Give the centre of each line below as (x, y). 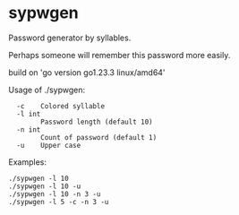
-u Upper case (49, 145)
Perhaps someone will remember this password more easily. (119, 55)
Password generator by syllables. (70, 38)
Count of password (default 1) (99, 137)
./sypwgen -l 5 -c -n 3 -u (59, 202)
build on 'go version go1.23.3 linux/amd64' (87, 72)
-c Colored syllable (60, 106)
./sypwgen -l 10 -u (45, 186)
